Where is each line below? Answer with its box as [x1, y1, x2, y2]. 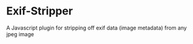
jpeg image [6, 30, 34, 37]
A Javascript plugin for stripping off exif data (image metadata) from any [6, 24, 187, 31]
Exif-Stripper [6, 4, 73, 18]
